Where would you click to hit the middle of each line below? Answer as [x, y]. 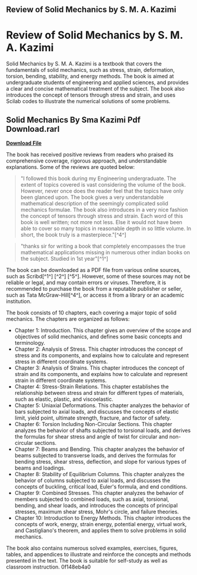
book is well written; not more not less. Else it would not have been [101, 222]
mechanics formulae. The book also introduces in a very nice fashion [104, 210]
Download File [24, 143]
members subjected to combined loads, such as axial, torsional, [92, 499]
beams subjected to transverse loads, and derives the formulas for [95, 456]
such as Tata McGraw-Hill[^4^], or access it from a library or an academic [95, 295]
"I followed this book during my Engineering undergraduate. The [98, 178]
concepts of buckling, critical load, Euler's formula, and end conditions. [101, 487]
